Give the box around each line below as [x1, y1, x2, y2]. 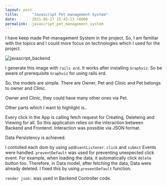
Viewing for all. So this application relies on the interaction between [5, 119, 144, 125]
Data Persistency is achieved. [5, 134, 66, 140]
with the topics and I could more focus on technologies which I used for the [5, 40, 161, 46]
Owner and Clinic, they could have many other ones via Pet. [5, 95, 128, 101]
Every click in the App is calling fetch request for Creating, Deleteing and [5, 114, 155, 120]
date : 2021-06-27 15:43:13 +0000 [5, 16, 88, 21]
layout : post [5, 7, 32, 12]
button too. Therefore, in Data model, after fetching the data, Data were [5, 160, 152, 166]
